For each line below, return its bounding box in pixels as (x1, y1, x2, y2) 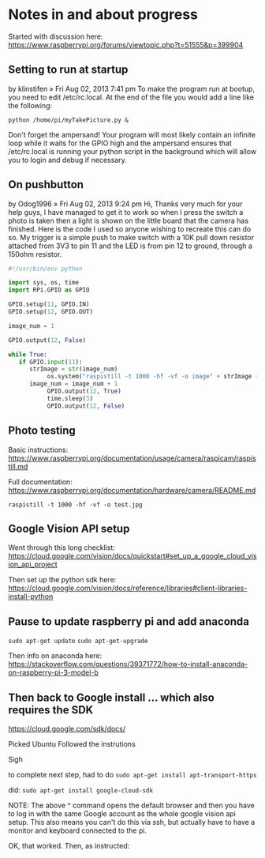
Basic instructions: (8, 445, 69, 454)
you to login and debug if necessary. (8, 155, 128, 164)
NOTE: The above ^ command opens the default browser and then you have (8, 800, 255, 810)
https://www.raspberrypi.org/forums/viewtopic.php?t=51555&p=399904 (8, 40, 244, 49)
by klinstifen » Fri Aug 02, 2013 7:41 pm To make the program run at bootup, (8, 84, 255, 93)
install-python (8, 592, 54, 601)
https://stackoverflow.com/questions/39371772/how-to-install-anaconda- (8, 660, 248, 669)
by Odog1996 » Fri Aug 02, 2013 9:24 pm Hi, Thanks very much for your (8, 199, 243, 209)
